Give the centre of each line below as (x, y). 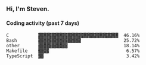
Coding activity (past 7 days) (43, 23)
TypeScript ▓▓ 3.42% (73, 56)
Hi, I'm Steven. (28, 9)
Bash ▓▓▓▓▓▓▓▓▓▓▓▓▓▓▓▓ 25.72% (73, 41)
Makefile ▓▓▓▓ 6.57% (73, 51)
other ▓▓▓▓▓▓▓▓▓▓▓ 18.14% (73, 46)
